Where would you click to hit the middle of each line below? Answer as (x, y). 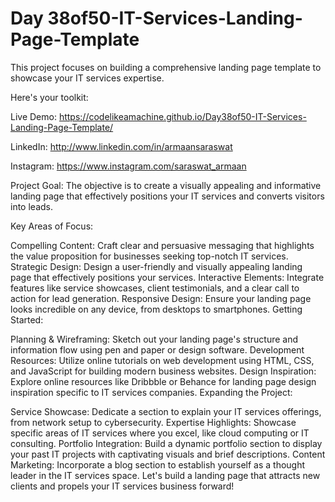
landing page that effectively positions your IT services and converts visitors (167, 196)
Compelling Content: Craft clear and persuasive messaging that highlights (162, 245)
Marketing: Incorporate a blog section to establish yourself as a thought (158, 464)
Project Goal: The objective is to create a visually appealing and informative (166, 185)
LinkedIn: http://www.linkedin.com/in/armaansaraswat (121, 146)
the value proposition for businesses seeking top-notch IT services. (149, 256)
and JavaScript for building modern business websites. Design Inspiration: (163, 371)
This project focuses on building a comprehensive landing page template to (166, 67)
